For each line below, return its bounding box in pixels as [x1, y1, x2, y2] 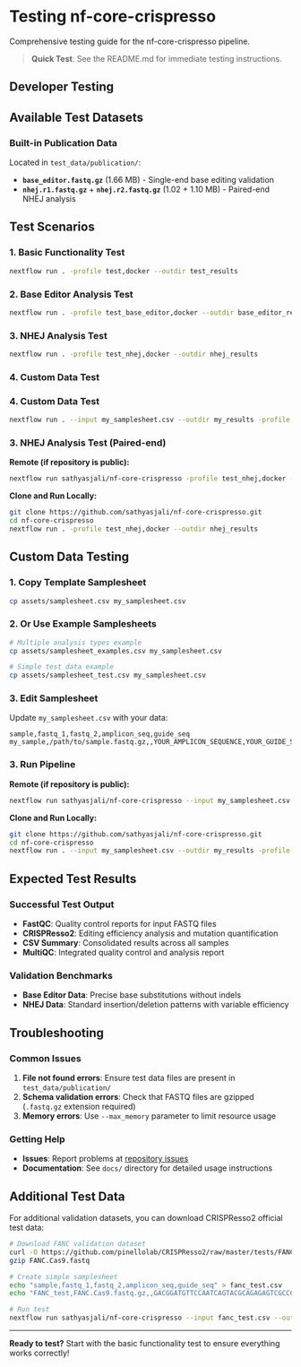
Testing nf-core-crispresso [9, 6, 217, 27]
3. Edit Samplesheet [9, 692, 99, 705]
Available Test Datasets [9, 109, 144, 125]
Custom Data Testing [9, 549, 130, 565]
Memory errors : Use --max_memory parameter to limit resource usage [21, 1110, 276, 1121]
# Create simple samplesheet [9, 1272, 118, 1281]
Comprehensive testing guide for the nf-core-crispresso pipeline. [9, 36, 251, 47]
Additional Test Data [9, 1189, 125, 1204]
